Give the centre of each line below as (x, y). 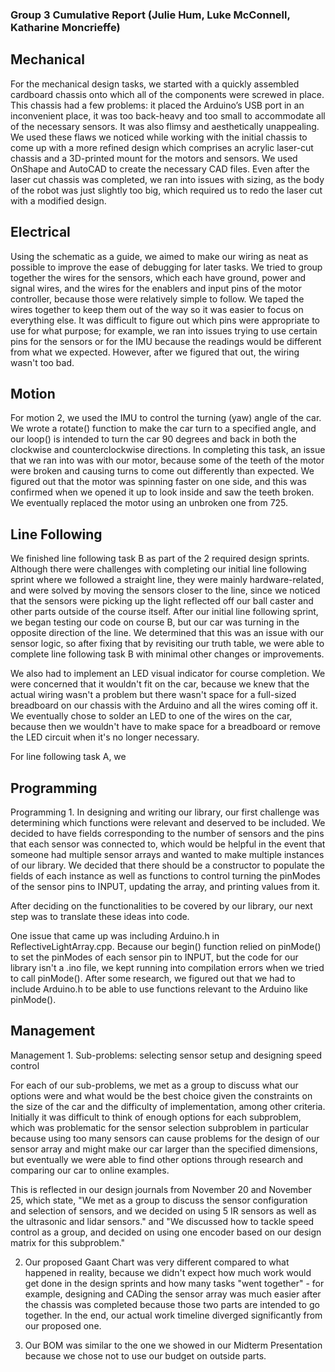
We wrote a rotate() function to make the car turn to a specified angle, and (163, 429)
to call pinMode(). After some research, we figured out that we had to (153, 978)
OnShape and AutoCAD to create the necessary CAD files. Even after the (160, 169)
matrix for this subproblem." (68, 1242)
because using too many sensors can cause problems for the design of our (165, 1138)
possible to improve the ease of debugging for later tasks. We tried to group (166, 267)
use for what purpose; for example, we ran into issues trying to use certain (164, 330)
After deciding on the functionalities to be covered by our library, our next (161, 905)
